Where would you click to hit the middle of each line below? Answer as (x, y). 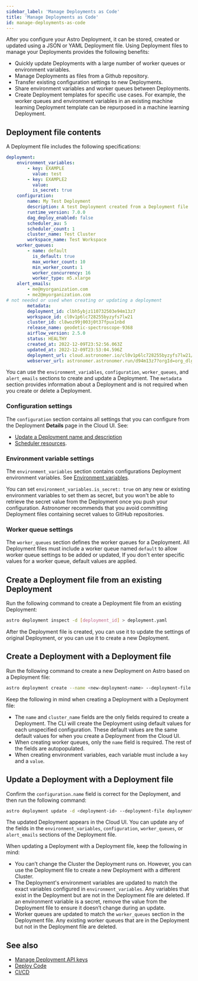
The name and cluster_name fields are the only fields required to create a (102, 717)
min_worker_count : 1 (57, 267)
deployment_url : (47, 355)
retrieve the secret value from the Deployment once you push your (87, 502)
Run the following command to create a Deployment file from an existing (94, 603)
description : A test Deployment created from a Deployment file (108, 207)
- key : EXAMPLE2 (47, 179)
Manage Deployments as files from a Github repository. (82, 76)
